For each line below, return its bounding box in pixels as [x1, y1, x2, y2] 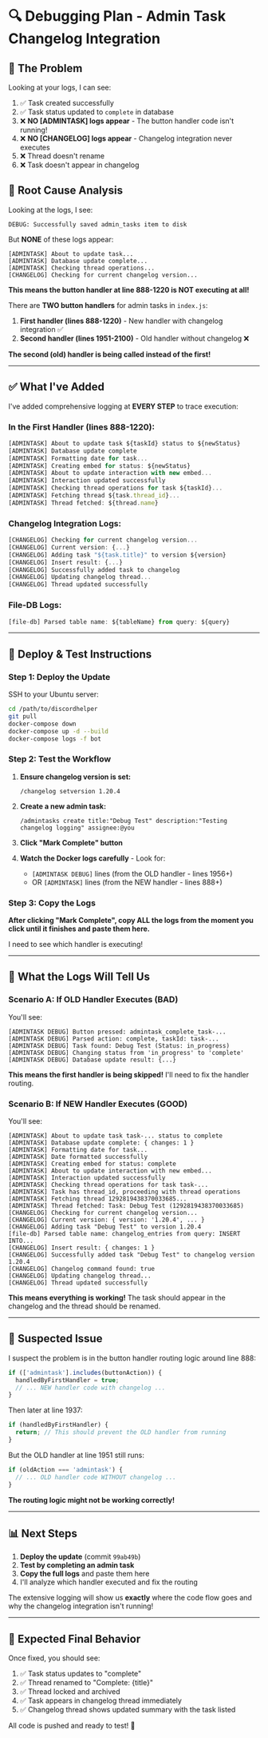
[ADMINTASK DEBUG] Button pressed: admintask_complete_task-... [8, 1028, 227, 1036]
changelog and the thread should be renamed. [8, 1301, 161, 1311]
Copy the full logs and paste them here [19, 1569, 150, 1579]
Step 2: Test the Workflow [8, 753, 112, 765]
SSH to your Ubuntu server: [8, 689, 99, 699]
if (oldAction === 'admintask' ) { [8, 1465, 124, 1473]
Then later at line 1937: [8, 1405, 83, 1415]
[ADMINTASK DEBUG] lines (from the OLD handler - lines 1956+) [31, 869, 233, 878]
